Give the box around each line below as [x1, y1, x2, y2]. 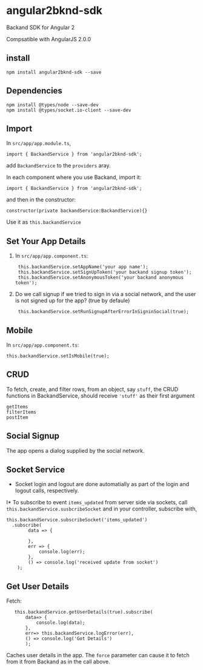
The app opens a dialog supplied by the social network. [6, 447, 145, 454]
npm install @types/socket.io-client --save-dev [6, 107, 131, 113]
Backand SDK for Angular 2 [6, 24, 75, 31]
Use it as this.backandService [6, 218, 82, 226]
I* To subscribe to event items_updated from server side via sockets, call [6, 499, 188, 506]
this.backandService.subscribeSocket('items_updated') [6, 517, 148, 523]
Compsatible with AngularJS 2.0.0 [6, 35, 92, 42]
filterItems [6, 409, 36, 415]
